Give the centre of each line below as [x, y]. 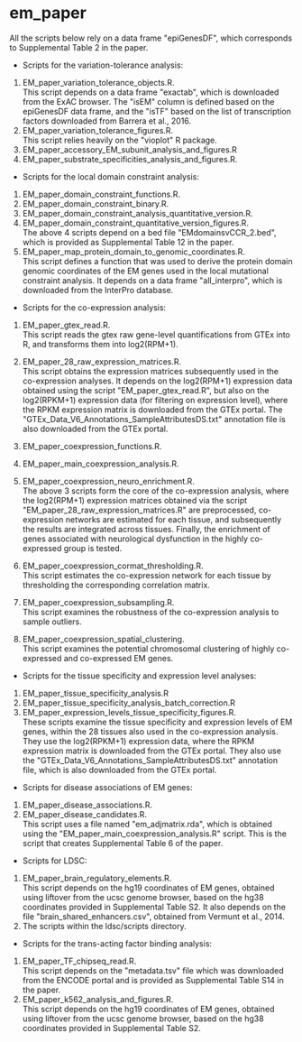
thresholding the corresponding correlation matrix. [116, 585]
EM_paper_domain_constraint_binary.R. [96, 203]
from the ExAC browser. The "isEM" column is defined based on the [148, 101]
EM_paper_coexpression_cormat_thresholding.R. [113, 566]
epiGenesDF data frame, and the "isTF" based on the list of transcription [156, 111]
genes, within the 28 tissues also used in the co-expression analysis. [150, 731]
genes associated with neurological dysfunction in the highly [135, 539]
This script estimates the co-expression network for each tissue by [147, 575]
